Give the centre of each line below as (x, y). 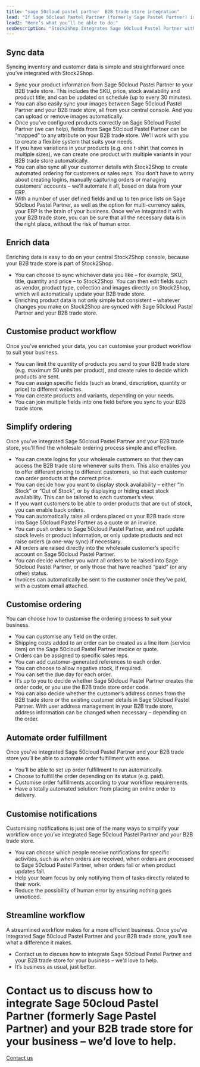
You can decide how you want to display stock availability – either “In (99, 484)
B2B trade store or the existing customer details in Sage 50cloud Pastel (102, 700)
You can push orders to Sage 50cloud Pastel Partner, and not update (99, 528)
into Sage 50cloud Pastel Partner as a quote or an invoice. (86, 522)
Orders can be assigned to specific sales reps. (72, 655)
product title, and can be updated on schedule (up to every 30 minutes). (103, 97)
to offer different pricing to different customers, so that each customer (101, 472)
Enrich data (28, 243)
